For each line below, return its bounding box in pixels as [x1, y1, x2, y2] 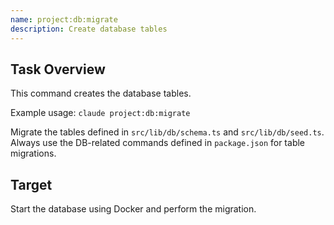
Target [10, 176, 53, 193]
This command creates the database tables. [10, 87, 192, 100]
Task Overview [10, 61, 106, 78]
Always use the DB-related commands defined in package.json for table [10, 137, 306, 149]
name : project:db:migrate [10, 14, 118, 25]
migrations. [10, 147, 57, 160]
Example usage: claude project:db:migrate [10, 107, 191, 119]
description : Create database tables [10, 24, 168, 34]
